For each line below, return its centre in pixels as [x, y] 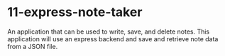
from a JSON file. [33, 46]
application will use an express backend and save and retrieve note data [113, 38]
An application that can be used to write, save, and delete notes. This [109, 31]
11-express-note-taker [75, 12]
